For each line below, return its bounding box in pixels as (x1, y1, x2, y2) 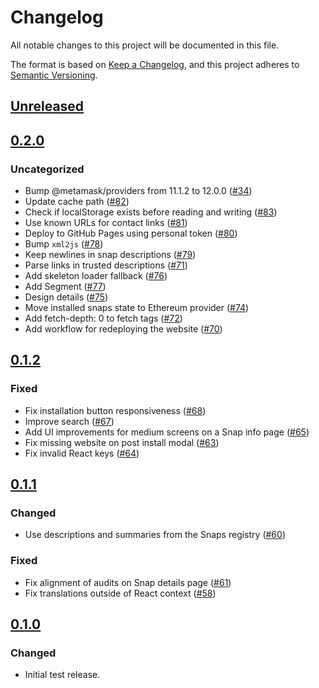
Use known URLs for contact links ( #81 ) (24, 217, 188, 229)
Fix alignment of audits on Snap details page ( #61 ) (24, 576, 232, 588)
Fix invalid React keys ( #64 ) (24, 447, 140, 459)
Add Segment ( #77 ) (24, 281, 107, 293)
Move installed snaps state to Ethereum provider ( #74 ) (24, 302, 250, 314)
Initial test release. (24, 669, 101, 681)
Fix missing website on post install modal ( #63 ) (24, 436, 220, 448)
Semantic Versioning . (10, 69, 98, 81)
